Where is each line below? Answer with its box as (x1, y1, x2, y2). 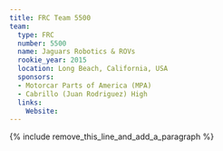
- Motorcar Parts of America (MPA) (17, 81, 152, 90)
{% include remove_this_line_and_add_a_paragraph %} (9, 131, 215, 142)
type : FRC (17, 30, 54, 39)
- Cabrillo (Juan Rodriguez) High (17, 89, 148, 98)
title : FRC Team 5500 (9, 13, 92, 23)
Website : (25, 106, 59, 116)
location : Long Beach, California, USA (17, 65, 169, 74)
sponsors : (17, 73, 54, 82)
